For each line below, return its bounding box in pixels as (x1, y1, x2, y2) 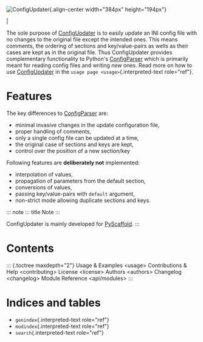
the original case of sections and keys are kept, (15, 141, 134, 148)
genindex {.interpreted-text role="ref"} (15, 316, 109, 323)
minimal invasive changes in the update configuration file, (15, 121, 160, 128)
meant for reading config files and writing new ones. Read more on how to (6, 61, 193, 69)
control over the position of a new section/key (15, 147, 131, 155)
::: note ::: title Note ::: (6, 208, 60, 215)
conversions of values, (15, 183, 72, 191)
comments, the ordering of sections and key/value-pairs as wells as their (6, 43, 188, 49)
